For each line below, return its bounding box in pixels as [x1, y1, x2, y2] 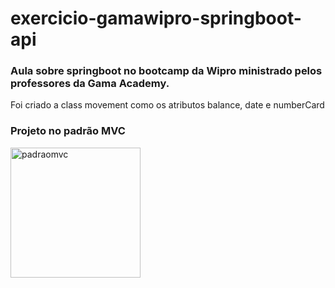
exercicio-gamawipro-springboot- [10, 7, 302, 30]
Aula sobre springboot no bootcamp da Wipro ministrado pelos [10, 64, 323, 78]
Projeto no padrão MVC [10, 124, 126, 138]
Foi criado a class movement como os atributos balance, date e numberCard [10, 99, 325, 111]
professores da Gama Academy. [10, 77, 170, 91]
